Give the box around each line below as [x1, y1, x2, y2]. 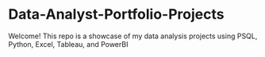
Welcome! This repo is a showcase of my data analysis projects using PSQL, [8, 31, 258, 41]
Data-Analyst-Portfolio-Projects [8, 5, 225, 23]
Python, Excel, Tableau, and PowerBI [8, 39, 129, 48]
